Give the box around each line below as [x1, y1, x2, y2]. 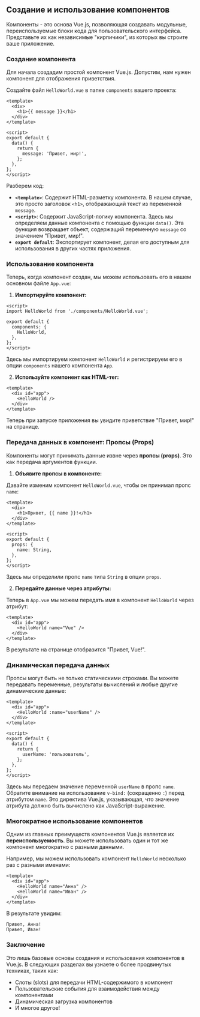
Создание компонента [6, 55, 76, 63]
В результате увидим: [6, 910, 62, 917]
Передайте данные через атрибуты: [14, 585, 111, 592]
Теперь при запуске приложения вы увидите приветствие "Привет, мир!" [6, 417, 195, 424]
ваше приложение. [6, 40, 55, 47]
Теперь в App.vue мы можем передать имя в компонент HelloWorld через [6, 596, 194, 603]
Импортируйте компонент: [14, 291, 87, 299]
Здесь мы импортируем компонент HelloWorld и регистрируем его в [6, 355, 183, 363]
